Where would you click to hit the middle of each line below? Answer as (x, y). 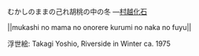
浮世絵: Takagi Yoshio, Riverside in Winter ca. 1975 (89, 43)
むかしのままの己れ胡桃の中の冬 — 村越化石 (77, 11)
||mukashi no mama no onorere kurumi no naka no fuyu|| (99, 27)
